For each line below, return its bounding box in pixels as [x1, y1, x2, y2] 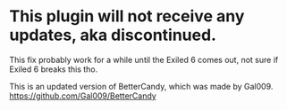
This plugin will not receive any [9, 6, 245, 27]
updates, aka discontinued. [9, 25, 217, 45]
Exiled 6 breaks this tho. [9, 64, 98, 75]
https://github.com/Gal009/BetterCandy [9, 90, 156, 101]
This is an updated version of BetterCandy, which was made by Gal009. [9, 81, 274, 91]
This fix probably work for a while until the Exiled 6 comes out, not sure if [9, 54, 279, 65]
